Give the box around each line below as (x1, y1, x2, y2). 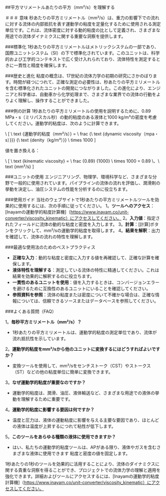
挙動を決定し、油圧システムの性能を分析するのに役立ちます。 (5, 186, 130, 192)
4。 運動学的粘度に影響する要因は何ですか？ (5, 407, 95, 413)
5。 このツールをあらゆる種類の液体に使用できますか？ (5, 434, 116, 440)
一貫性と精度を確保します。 (13, 62, 70, 68)
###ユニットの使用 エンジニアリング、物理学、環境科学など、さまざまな (5, 174, 153, 179)
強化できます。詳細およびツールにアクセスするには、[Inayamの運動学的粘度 (5, 473, 160, 479)
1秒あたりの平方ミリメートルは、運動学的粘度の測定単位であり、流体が (12, 330, 157, 335)
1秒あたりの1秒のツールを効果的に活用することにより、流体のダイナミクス (5, 461, 156, 467)
